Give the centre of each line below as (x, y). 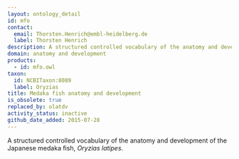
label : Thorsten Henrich (51, 41)
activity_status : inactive (47, 113)
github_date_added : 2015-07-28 (54, 120)
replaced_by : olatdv (38, 107)
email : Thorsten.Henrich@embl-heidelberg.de (81, 34)
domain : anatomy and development (57, 54)
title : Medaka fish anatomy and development (74, 93)
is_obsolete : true (34, 101)
